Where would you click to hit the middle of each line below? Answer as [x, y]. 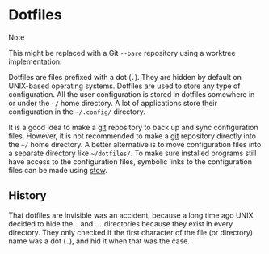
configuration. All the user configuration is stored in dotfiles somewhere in [132, 94]
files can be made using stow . [58, 170]
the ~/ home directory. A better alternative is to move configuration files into [135, 144]
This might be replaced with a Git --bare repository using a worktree [122, 53]
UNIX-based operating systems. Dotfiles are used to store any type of [124, 86]
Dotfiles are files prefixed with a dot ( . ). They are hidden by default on [125, 77]
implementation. [35, 61]
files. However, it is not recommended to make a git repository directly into [132, 136]
